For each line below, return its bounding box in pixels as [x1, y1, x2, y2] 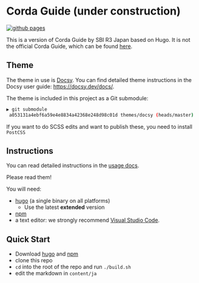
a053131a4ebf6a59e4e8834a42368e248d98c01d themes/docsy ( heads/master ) [8, 112, 194, 118]
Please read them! [6, 174, 52, 181]
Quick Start [6, 234, 50, 244]
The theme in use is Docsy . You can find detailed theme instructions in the [6, 76, 192, 83]
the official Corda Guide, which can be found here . [6, 43, 133, 50]
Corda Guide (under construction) [6, 4, 181, 18]
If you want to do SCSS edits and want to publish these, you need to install [6, 123, 193, 130]
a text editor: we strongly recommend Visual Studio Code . [15, 217, 160, 224]
